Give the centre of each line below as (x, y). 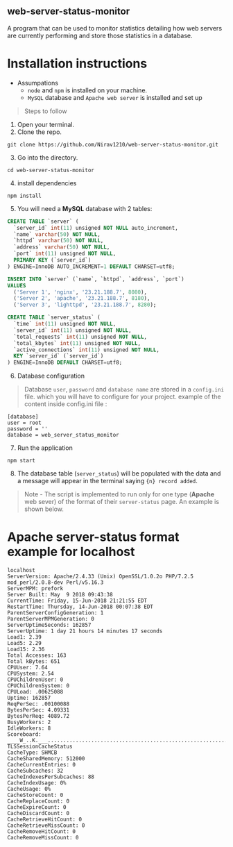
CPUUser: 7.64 (28, 668)
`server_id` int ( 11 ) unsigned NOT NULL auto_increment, (96, 228)
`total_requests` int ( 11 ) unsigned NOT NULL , (80, 337)
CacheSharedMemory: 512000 (46, 759)
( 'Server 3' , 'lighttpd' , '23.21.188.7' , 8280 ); (85, 305)
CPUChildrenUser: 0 (35, 680)
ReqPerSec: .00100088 (38, 704)
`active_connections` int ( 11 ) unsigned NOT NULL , (86, 350)
